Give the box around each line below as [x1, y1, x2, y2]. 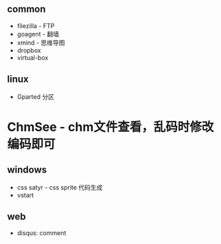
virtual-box [16, 53, 49, 62]
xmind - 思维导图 [16, 38, 65, 47]
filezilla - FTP [16, 21, 55, 30]
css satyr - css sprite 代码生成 [16, 183, 103, 191]
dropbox [16, 46, 41, 54]
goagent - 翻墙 [16, 30, 60, 38]
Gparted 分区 [16, 92, 55, 100]
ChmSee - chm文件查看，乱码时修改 [7, 119, 214, 135]
